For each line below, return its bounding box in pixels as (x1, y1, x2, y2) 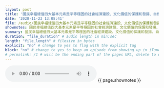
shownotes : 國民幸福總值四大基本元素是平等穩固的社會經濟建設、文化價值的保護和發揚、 (5, 25, 160, 30)
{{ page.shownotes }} (97, 77, 141, 83)
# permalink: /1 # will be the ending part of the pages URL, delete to (5, 52, 156, 57)
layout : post (5, 7, 32, 12)
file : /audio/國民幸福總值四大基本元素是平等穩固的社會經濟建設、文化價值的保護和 (5, 20, 154, 26)
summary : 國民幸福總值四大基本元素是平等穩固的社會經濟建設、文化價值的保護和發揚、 (5, 29, 156, 34)
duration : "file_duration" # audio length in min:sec (5, 34, 117, 39)
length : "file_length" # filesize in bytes (5, 39, 95, 44)
